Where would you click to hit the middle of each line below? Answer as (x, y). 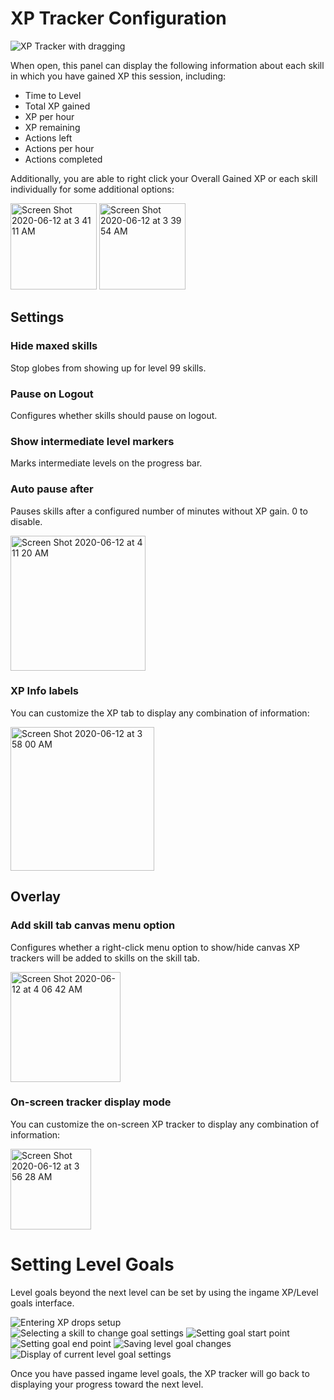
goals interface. (42, 1303)
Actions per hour (59, 148)
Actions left (48, 138)
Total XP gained (57, 106)
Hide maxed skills (54, 346)
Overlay (35, 897)
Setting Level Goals (92, 1264)
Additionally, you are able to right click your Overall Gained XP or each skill (164, 178)
